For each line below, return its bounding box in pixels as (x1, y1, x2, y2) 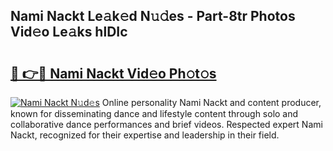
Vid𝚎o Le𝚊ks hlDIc (10, 24, 128, 41)
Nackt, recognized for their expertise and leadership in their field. (10, 129, 280, 141)
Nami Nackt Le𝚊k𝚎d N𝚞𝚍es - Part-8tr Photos (10, 8, 296, 25)
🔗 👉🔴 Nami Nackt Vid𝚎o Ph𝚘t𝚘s (10, 65, 217, 82)
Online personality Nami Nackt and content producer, (101, 97, 322, 108)
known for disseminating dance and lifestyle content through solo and (10, 108, 299, 119)
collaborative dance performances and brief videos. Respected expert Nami (10, 119, 323, 130)
